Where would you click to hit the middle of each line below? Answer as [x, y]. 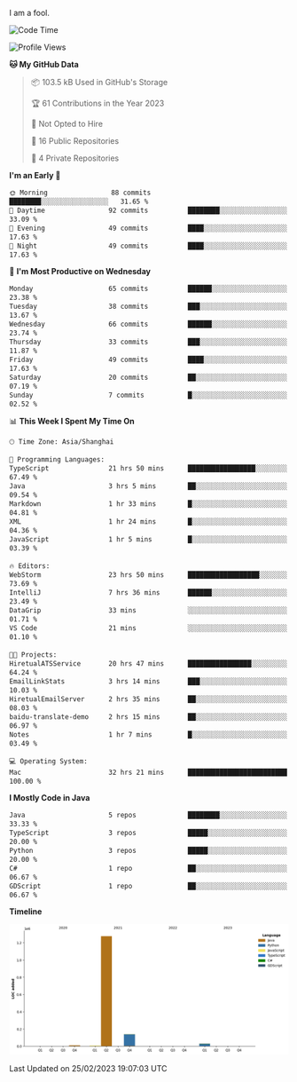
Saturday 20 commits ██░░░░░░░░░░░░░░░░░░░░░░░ [148, 377]
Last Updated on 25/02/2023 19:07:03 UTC [88, 1069]
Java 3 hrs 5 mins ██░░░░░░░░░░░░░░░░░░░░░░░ [148, 486]
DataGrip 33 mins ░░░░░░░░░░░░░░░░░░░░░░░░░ [148, 611]
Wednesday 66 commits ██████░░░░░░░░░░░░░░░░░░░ [148, 324]
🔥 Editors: [30, 566]
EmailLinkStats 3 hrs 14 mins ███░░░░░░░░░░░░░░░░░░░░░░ [148, 682]
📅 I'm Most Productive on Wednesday [80, 271]
